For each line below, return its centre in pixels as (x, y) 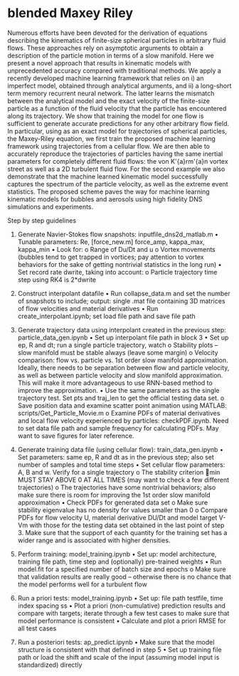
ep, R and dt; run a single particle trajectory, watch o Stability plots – (118, 345)
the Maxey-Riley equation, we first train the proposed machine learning (111, 138)
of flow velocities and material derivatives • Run (88, 308)
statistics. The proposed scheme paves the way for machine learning (108, 191)
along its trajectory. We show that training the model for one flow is (106, 116)
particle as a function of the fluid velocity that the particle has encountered (117, 108)
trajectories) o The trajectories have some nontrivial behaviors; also (117, 487)
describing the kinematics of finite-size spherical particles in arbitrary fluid (117, 40)
